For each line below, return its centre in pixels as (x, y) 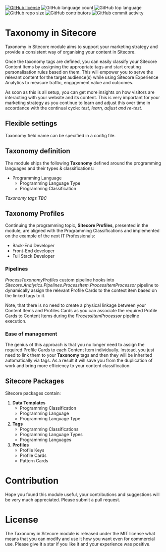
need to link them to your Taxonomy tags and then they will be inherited (79, 355)
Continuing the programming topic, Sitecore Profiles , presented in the (77, 225)
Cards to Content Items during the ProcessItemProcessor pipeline (72, 316)
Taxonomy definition (38, 151)
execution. (16, 321)
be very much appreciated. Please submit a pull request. (63, 499)
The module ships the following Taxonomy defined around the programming (83, 163)
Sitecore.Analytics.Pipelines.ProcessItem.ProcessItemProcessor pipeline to (82, 285)
